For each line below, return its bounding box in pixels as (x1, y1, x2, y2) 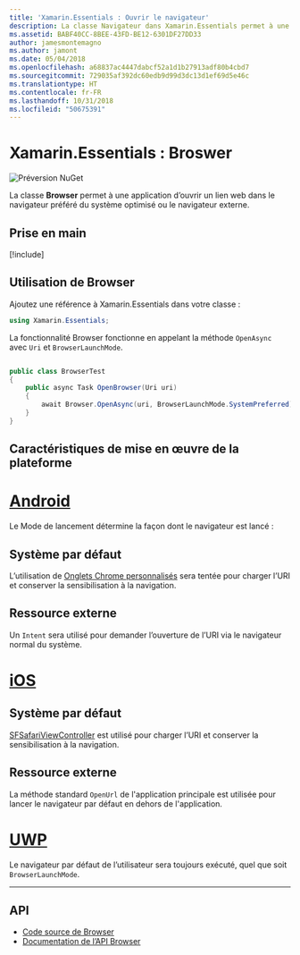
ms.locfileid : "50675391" (9, 105, 105, 114)
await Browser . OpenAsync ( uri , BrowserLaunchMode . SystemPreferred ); (41, 400, 297, 410)
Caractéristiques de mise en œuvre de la (9, 442, 239, 457)
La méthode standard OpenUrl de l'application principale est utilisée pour (9, 789, 277, 799)
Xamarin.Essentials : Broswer (9, 143, 233, 164)
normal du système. (9, 638, 83, 649)
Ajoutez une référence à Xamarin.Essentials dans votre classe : (9, 299, 241, 309)
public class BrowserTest (9, 367, 105, 376)
